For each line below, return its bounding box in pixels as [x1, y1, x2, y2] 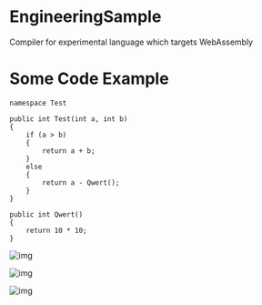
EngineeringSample [9, 6, 162, 27]
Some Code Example [9, 68, 170, 89]
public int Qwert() [9, 209, 84, 219]
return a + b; [42, 146, 96, 156]
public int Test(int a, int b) [9, 114, 128, 124]
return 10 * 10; [25, 226, 88, 235]
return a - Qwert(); [42, 178, 120, 188]
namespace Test [9, 98, 67, 107]
